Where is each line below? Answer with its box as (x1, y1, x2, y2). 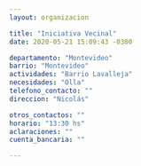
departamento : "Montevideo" (9, 53, 114, 62)
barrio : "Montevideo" (9, 61, 90, 71)
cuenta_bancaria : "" (9, 135, 86, 145)
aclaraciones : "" (9, 127, 74, 136)
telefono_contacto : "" (9, 86, 93, 95)
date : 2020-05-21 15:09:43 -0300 (9, 37, 133, 46)
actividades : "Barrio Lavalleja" (9, 70, 133, 79)
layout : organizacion (9, 12, 90, 22)
